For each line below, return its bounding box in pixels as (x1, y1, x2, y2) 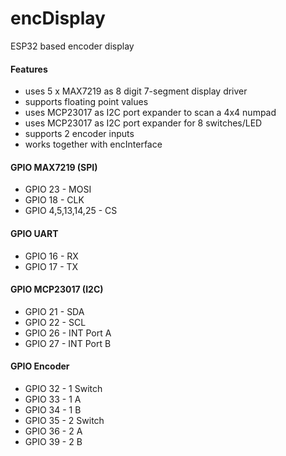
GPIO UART (10, 227, 59, 239)
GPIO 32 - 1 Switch (24, 382, 103, 394)
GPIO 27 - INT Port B (24, 337, 112, 349)
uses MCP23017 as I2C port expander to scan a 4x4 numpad (24, 107, 277, 119)
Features (10, 63, 48, 75)
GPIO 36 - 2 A (24, 425, 83, 437)
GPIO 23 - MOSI (24, 183, 92, 196)
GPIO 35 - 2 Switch (24, 414, 105, 426)
